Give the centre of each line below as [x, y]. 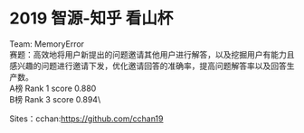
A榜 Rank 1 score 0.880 [53, 88]
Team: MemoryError [47, 44]
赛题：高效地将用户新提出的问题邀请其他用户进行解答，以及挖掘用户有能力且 [152, 54]
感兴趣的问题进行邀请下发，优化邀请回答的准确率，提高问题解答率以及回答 [148, 66]
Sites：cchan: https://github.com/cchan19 [86, 119]
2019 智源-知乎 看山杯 [91, 18]
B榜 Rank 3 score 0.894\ [55, 99]
